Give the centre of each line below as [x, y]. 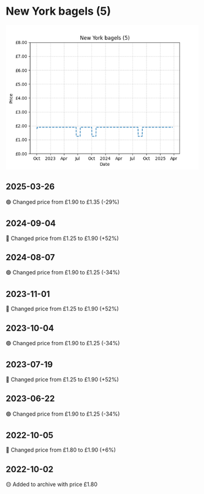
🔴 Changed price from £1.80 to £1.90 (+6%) [61, 450]
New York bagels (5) [59, 11]
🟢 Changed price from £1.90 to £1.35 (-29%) [63, 202]
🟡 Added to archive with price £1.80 [52, 484]
